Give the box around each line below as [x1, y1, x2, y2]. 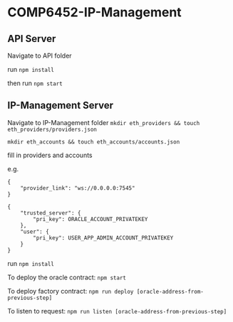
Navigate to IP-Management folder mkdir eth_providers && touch [7, 118, 200, 127]
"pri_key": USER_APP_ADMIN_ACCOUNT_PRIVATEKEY [33, 234, 174, 242]
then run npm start [7, 79, 63, 87]
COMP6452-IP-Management [7, 4, 182, 21]
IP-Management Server [7, 100, 114, 112]
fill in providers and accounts [7, 151, 93, 159]
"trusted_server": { [20, 209, 81, 217]
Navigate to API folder [7, 51, 73, 60]
